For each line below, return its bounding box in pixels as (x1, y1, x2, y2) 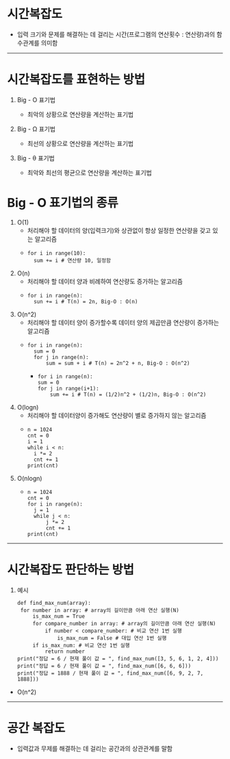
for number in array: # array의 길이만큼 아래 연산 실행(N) (20, 607, 179, 614)
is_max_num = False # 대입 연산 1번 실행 (57, 634, 167, 641)
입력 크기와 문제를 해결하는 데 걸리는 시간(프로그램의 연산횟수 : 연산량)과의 (16, 30, 216, 38)
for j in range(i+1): (37, 385, 99, 392)
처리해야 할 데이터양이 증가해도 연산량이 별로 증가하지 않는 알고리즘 (27, 411, 207, 419)
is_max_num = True (32, 612, 86, 620)
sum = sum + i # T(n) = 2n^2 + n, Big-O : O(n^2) (45, 360, 190, 366)
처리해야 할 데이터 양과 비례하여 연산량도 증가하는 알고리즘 (27, 277, 183, 285)
